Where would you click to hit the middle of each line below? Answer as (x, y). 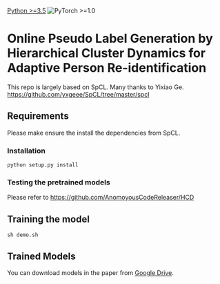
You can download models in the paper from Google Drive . (90, 272)
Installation (27, 151)
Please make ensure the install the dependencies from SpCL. (94, 133)
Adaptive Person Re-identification (107, 68)
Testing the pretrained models (59, 182)
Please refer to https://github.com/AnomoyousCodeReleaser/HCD (101, 198)
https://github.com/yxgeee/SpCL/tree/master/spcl (78, 94)
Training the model (48, 219)
